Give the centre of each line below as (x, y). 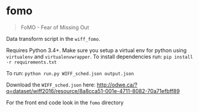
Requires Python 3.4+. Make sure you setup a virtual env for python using (97, 50)
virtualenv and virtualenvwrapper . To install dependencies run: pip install (99, 56)
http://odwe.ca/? (117, 85)
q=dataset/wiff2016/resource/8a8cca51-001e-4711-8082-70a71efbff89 (93, 91)
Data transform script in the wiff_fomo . (53, 39)
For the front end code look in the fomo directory (65, 103)
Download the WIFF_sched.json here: (51, 85)
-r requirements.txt (32, 62)
